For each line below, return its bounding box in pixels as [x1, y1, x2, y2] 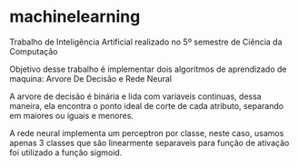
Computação [9, 45, 58, 56]
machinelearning [9, 6, 141, 27]
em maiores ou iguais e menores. [9, 110, 134, 121]
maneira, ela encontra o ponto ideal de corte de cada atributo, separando [9, 100, 284, 111]
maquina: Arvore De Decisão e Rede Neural [9, 73, 173, 83]
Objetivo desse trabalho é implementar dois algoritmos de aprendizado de [9, 64, 287, 74]
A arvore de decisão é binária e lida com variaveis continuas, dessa [9, 91, 262, 102]
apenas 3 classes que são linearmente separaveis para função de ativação [9, 137, 290, 148]
